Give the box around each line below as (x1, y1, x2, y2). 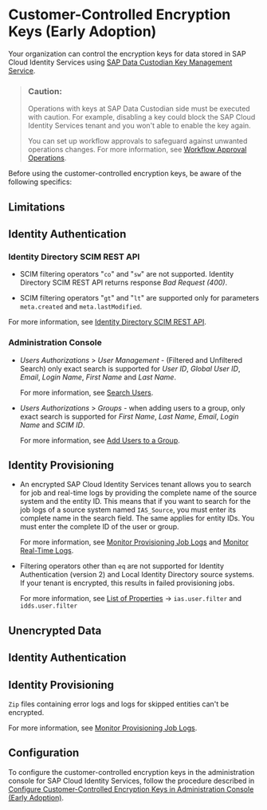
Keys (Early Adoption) (8, 22, 157, 41)
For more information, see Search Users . (19, 387, 154, 397)
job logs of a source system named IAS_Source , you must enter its (19, 505, 237, 515)
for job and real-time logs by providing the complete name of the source (19, 488, 257, 497)
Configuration (8, 746, 80, 760)
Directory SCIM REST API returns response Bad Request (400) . (19, 277, 228, 288)
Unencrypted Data (8, 623, 102, 637)
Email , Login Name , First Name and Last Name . (19, 372, 177, 382)
